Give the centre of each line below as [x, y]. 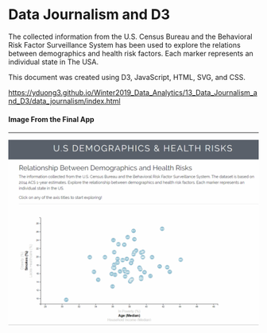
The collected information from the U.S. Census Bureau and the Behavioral [130, 36]
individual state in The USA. [54, 62]
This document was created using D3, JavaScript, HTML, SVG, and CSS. [127, 77]
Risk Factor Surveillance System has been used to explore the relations [124, 44]
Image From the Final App [51, 119]
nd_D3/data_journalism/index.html [64, 101]
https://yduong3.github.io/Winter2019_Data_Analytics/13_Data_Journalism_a [133, 92]
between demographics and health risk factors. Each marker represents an [131, 53]
